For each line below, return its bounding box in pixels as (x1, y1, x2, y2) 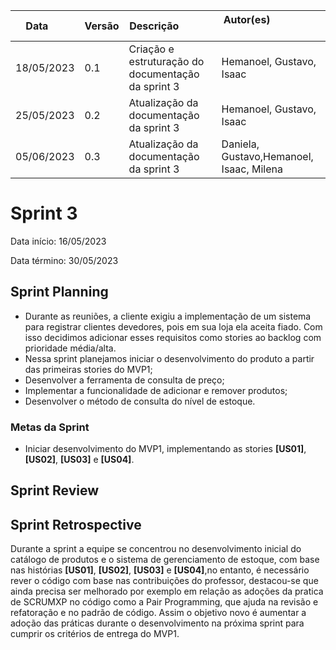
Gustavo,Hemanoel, (221, 150, 314, 163)
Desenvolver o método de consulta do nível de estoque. (24, 395, 256, 407)
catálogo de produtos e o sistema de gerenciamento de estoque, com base (10, 554, 320, 566)
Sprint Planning (10, 284, 109, 301)
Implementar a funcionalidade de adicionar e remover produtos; (24, 384, 288, 396)
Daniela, (221, 137, 260, 151)
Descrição (129, 19, 180, 33)
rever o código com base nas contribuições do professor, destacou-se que (10, 575, 319, 587)
